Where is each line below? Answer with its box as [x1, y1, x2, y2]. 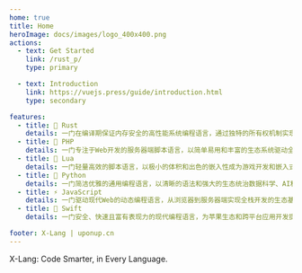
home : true [9, 13, 50, 22]
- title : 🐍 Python [17, 171, 87, 180]
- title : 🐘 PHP [17, 137, 75, 146]
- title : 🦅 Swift [17, 204, 83, 214]
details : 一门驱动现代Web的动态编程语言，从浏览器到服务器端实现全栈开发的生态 [25, 196, 289, 205]
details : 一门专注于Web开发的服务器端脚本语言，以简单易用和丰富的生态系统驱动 [25, 145, 289, 155]
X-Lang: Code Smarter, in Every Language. [9, 253, 168, 264]
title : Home [9, 22, 54, 31]
